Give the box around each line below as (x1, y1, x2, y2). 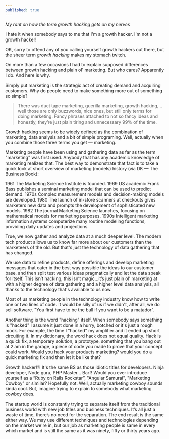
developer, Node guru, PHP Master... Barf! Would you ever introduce (5, 369, 147, 375)
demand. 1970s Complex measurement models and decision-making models (5, 191, 164, 197)
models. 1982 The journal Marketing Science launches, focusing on (5, 207, 145, 213)
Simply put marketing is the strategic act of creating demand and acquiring (5, 82, 161, 88)
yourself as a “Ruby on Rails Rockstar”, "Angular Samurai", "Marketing (5, 375, 150, 381)
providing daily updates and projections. (5, 223, 89, 229)
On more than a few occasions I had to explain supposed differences (5, 61, 148, 67)
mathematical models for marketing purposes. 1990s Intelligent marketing (5, 213, 158, 219)
